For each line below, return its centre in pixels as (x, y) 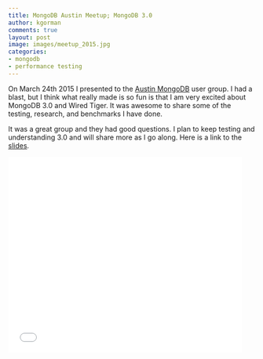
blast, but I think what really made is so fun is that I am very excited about (127, 97)
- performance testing (45, 67)
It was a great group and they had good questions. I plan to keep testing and (131, 129)
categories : (27, 52)
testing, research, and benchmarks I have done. (86, 114)
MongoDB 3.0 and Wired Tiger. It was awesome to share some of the (120, 105)
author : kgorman (35, 23)
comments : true (33, 30)
